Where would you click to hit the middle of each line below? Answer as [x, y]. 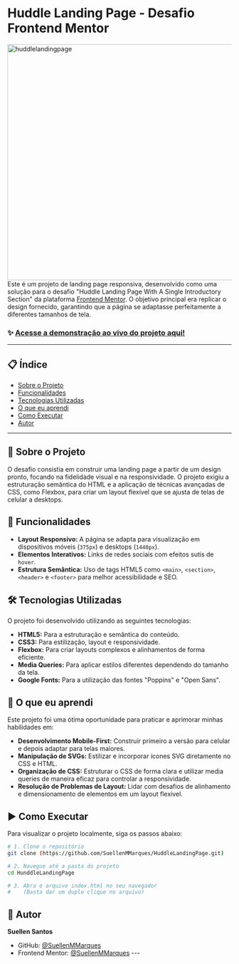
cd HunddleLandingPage [41, 873]
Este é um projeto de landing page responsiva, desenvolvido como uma [112, 284]
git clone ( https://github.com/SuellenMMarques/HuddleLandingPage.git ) [116, 853]
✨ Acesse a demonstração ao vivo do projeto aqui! [96, 333]
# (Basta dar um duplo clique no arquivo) [76, 892]
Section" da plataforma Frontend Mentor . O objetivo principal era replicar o [117, 299]
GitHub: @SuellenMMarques [59, 945]
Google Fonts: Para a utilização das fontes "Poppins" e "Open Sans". [119, 680]
